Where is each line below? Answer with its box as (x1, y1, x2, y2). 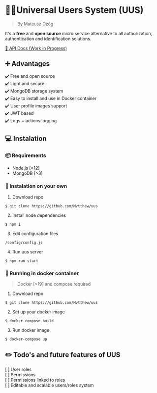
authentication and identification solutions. (5, 36, 92, 42)
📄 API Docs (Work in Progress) (5, 45, 67, 51)
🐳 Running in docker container (5, 270, 79, 277)
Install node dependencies (12, 212, 66, 218)
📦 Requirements (5, 152, 47, 159)
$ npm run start (5, 258, 38, 263)
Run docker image (12, 327, 50, 333)
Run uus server (12, 248, 43, 254)
